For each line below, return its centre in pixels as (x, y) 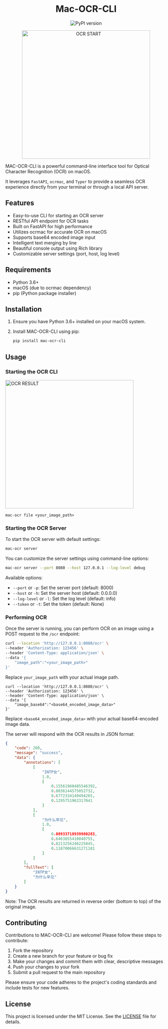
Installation (24, 309)
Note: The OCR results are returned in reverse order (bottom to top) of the (83, 901)
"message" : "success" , (39, 753)
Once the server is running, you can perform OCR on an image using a (80, 629)
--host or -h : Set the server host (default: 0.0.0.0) (65, 593)
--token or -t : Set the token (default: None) (58, 604)
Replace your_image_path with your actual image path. (62, 677)
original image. (21, 907)
